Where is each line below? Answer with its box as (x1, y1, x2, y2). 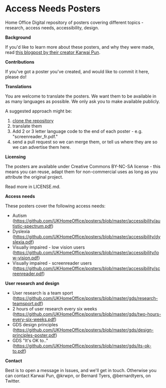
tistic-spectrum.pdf (12, 223, 52, 229)
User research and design (5, 280, 59, 286)
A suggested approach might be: (5, 108, 72, 114)
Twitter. (5, 378, 21, 384)
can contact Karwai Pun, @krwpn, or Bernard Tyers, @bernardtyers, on (5, 373, 151, 379)
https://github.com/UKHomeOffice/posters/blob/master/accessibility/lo (14, 249, 160, 255)
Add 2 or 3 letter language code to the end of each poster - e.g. (12, 128, 143, 134)
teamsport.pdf (12, 300, 42, 306)
